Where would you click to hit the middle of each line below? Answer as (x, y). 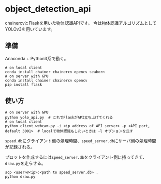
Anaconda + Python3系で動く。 (37, 58)
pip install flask (23, 84)
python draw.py (20, 176)
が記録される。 (20, 147)
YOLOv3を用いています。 (30, 29)
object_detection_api (48, 9)
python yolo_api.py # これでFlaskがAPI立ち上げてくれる (59, 117)
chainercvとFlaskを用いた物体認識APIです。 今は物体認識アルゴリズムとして (81, 23)
